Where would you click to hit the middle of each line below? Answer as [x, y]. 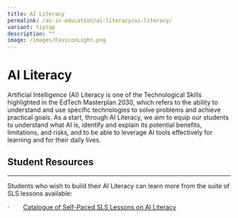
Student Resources [51, 162]
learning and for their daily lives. [54, 140]
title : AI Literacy [36, 14]
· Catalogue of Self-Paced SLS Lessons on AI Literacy [92, 207]
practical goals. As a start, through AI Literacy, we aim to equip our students [118, 117]
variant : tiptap [31, 27]
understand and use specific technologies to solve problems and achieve [114, 110]
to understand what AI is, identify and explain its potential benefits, [104, 125]
